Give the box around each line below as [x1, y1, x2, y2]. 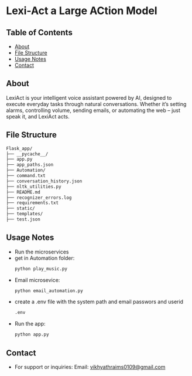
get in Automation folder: [14, 254, 75, 262]
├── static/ [6, 205, 35, 212]
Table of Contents [6, 28, 73, 38]
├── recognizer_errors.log [6, 195, 72, 201]
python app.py [14, 331, 49, 338]
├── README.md [6, 189, 41, 195]
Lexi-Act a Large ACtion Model [6, 4, 157, 18]
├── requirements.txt [6, 200, 59, 206]
